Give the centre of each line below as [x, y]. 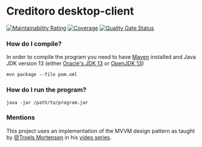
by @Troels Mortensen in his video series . [59, 137]
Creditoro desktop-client [70, 11]
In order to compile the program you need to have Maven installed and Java [101, 57]
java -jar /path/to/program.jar [47, 102]
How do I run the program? [47, 90]
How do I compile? [34, 44]
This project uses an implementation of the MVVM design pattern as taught [101, 131]
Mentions [21, 118]
